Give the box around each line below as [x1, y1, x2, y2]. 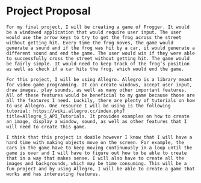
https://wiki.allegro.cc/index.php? [32, 108, 125, 114]
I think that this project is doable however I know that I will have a [6, 134, 193, 140]
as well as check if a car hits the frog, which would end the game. [6, 66, 185, 72]
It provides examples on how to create [89, 113, 190, 119]
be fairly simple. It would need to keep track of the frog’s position [6, 61, 190, 67]
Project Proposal [6, 4, 91, 18]
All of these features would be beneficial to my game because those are [6, 92, 196, 98]
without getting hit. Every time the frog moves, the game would [6, 40, 173, 46]
